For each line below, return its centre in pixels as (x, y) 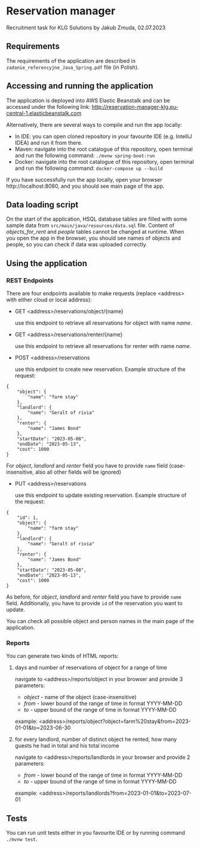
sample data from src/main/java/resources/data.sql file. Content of (90, 225)
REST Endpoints (30, 280)
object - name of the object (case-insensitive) (80, 697)
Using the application (47, 263)
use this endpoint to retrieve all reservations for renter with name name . (103, 346)
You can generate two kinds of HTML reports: (62, 656)
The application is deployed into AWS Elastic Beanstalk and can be (88, 100)
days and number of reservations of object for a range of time (91, 667)
